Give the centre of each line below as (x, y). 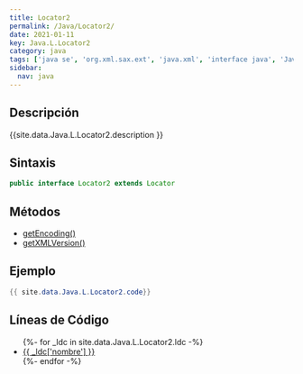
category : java (38, 51)
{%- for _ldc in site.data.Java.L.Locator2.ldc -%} (113, 342)
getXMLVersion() (54, 243)
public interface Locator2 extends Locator (92, 184)
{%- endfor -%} (52, 360)
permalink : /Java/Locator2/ (62, 26)
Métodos (35, 211)
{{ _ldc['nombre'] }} (59, 351)
